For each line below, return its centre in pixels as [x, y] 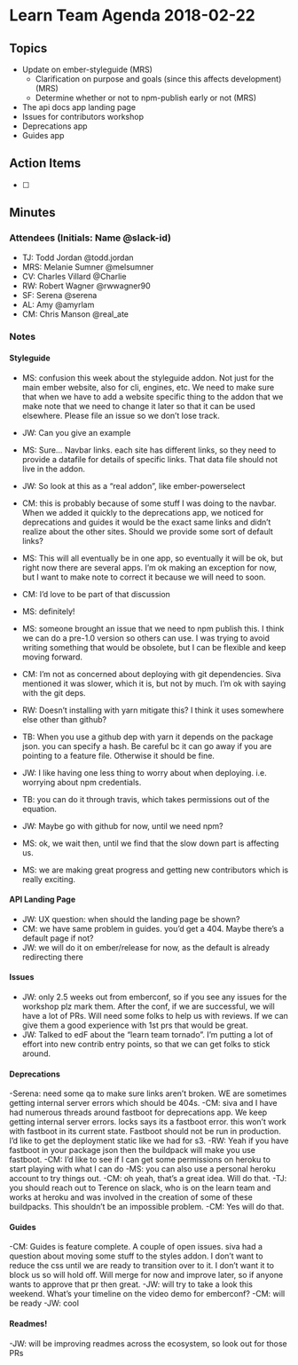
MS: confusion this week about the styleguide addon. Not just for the [148, 377]
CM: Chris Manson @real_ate [75, 314]
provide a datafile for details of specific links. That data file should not [149, 459]
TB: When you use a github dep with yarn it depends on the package [148, 737]
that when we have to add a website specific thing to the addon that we [153, 397]
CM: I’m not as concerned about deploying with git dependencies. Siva [151, 674]
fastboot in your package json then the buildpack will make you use [132, 1150]
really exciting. [49, 879]
